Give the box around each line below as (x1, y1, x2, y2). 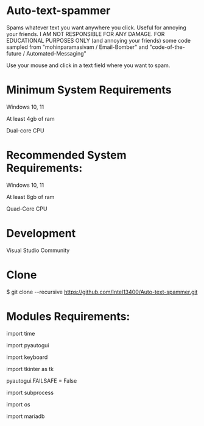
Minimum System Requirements (6, 83, 172, 97)
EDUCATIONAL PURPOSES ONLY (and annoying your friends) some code (6, 37, 191, 44)
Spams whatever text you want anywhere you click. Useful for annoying (6, 24, 187, 31)
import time (6, 330, 35, 337)
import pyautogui (6, 341, 49, 348)
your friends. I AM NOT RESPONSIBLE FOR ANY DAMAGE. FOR (6, 30, 165, 37)
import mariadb (6, 413, 45, 420)
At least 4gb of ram (6, 115, 55, 122)
